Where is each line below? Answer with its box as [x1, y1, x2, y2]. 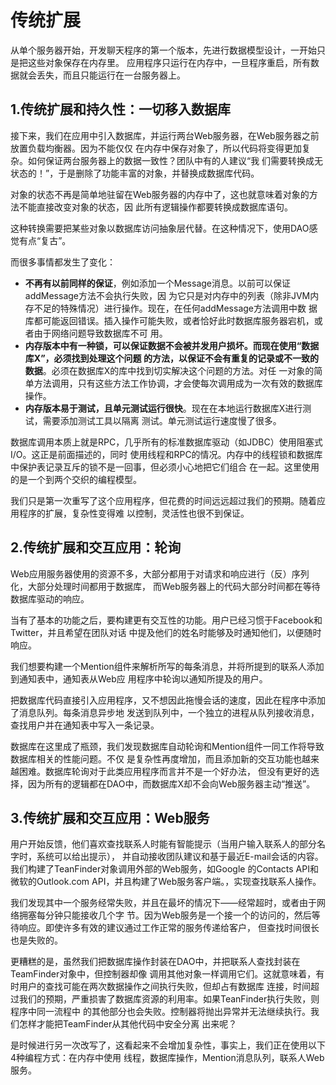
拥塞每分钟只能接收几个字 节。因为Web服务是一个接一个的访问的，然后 [18, 909, 312, 921]
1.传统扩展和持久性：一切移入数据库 [10, 101, 232, 118]
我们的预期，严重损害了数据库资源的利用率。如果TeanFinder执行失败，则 [18, 993, 320, 1005]
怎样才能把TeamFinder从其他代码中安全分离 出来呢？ [18, 1018, 238, 1030]
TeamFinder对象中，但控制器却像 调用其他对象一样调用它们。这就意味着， [10, 968, 317, 980]
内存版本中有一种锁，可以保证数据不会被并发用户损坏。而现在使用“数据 [24, 339, 320, 351]
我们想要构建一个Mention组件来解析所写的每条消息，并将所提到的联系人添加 [10, 660, 325, 672]
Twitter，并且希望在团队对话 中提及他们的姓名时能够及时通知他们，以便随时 [10, 626, 322, 638]
